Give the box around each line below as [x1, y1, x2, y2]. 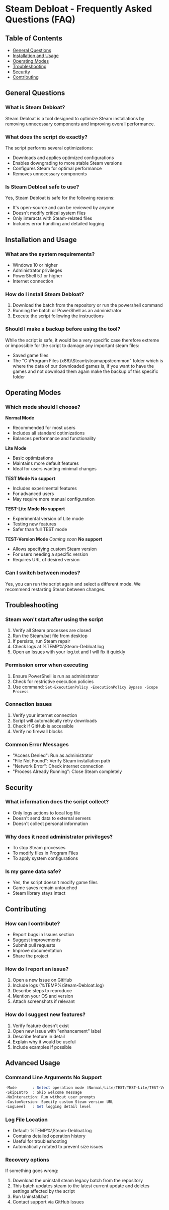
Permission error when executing [5, 661, 89, 668]
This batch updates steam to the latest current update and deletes [12, 1183, 150, 1189]
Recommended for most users [12, 425, 75, 431]
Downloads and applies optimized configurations [12, 155, 114, 161]
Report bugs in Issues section [12, 932, 74, 938]
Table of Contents [5, 34, 63, 42]
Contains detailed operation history [12, 1133, 86, 1139]
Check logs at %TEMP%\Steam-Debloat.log [12, 644, 104, 650]
